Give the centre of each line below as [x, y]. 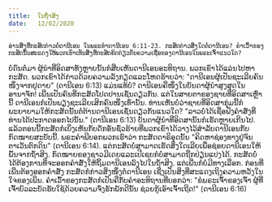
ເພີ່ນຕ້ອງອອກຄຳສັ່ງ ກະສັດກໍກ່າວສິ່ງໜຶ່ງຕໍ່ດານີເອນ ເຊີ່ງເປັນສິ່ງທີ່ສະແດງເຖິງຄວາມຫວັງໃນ [136, 171]
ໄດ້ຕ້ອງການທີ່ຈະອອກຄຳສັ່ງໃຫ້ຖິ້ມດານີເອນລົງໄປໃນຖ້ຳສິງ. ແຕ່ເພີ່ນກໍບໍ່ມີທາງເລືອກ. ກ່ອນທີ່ [136, 162]
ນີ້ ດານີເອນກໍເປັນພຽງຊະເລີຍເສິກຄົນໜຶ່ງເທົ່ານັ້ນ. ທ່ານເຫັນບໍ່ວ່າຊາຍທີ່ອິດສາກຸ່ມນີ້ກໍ [126, 102]
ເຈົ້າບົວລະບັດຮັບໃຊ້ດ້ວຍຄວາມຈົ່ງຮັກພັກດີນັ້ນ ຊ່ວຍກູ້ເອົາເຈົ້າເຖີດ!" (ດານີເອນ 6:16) [128, 188]
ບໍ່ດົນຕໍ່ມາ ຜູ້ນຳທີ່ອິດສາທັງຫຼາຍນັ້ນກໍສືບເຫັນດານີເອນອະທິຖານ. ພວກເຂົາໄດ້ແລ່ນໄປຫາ [132, 68]
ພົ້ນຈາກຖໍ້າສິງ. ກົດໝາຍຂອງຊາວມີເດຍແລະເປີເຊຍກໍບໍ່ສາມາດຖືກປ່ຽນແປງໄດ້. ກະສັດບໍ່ [133, 154]
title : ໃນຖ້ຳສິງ [34, 16]
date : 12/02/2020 [41, 24]
